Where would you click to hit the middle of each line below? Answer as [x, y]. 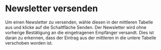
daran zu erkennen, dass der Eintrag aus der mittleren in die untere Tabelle [80, 38]
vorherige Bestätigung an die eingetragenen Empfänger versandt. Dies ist [80, 32]
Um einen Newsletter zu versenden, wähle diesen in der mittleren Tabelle [79, 22]
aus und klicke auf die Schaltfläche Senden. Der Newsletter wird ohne [76, 27]
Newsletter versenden [52, 9]
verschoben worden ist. [29, 43]
